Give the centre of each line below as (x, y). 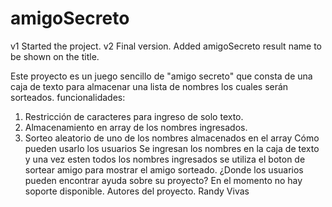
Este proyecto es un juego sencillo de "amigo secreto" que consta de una (161, 76)
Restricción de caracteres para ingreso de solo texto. (134, 116)
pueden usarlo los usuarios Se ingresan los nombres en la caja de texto (172, 148)
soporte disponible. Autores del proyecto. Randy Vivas (137, 191)
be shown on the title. (55, 56)
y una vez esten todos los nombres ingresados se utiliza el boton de (165, 159)
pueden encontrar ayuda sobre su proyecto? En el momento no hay (163, 180)
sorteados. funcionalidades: (68, 97)
